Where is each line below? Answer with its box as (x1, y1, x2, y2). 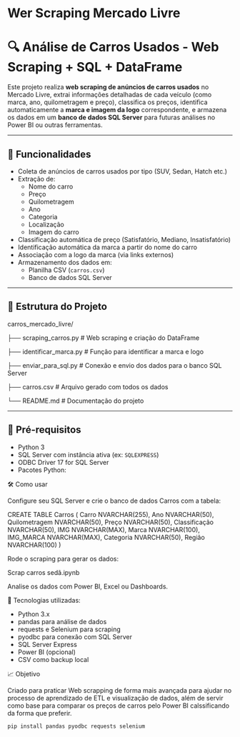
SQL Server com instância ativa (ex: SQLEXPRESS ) (17, 450, 159, 458)
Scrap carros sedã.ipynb (7, 568, 80, 576)
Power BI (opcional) (17, 648, 76, 656)
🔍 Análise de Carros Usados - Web (7, 39, 219, 55)
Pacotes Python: (17, 466, 66, 474)
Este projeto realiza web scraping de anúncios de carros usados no (7, 83, 209, 91)
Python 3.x (17, 609, 50, 618)
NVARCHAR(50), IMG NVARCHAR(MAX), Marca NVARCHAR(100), (7, 525, 200, 533)
